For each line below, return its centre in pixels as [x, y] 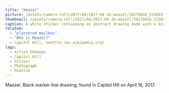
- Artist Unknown [28, 52]
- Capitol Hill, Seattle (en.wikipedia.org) [57, 43]
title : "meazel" [22, 10]
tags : [11, 47]
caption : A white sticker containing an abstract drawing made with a [81, 24]
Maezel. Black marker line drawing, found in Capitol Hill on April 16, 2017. [80, 85]
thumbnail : [17, 19]
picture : [14, 15]
